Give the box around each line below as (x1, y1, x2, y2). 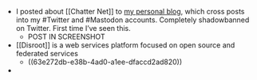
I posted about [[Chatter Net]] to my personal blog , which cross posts (15, 7, 245, 16)
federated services (15, 49, 78, 58)
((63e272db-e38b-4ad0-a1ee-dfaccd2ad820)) (27, 57, 183, 67)
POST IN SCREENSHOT (27, 32, 105, 41)
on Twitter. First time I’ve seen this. (15, 24, 132, 32)
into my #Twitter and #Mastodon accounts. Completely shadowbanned (15, 15, 250, 25)
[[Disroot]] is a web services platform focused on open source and (15, 40, 235, 50)
